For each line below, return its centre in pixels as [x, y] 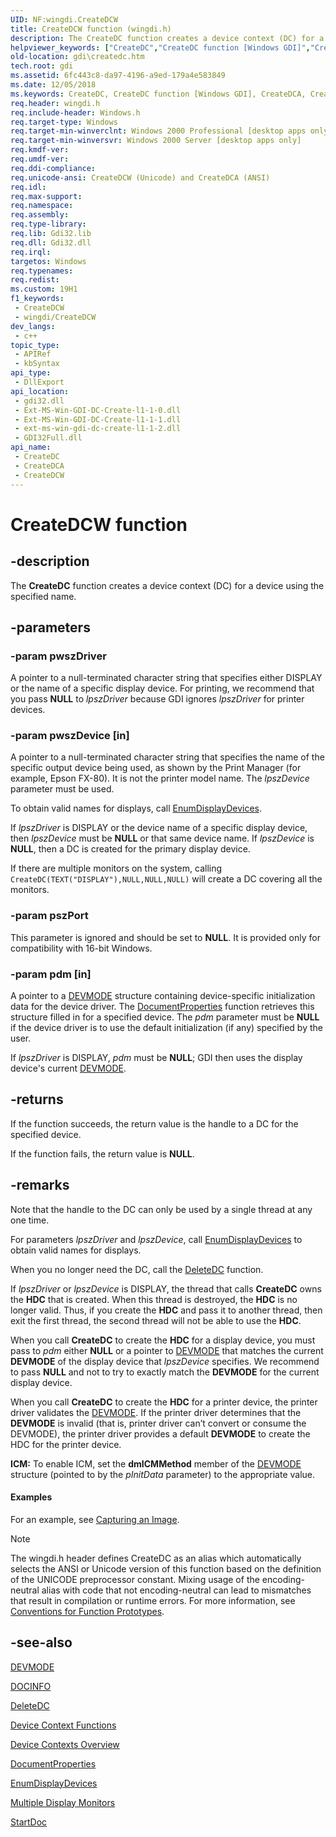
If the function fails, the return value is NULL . [102, 1153]
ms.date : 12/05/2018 [53, 85]
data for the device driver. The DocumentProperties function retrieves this [162, 1007]
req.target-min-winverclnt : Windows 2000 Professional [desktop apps [158, 131]
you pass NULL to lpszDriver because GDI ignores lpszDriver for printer [157, 699]
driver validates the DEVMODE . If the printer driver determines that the [156, 1412]
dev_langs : [33, 326]
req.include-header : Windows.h [75, 112]
